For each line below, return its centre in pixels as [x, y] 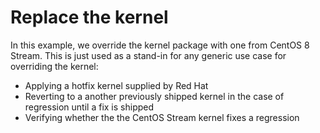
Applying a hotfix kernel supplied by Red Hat [116, 85]
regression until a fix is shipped [89, 107]
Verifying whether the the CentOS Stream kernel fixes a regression [162, 117]
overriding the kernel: [54, 66]
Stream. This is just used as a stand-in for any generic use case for [148, 55]
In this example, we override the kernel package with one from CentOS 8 [160, 45]
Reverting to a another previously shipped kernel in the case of [154, 96]
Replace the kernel [89, 17]
